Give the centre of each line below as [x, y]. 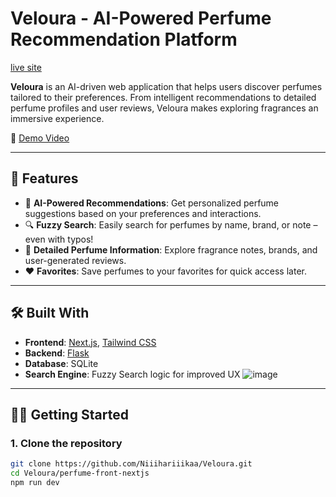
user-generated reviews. [75, 260]
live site [26, 67]
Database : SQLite [61, 363]
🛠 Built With [50, 313]
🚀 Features [44, 178]
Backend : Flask [57, 353]
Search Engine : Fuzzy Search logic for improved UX [132, 374]
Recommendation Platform [124, 39]
